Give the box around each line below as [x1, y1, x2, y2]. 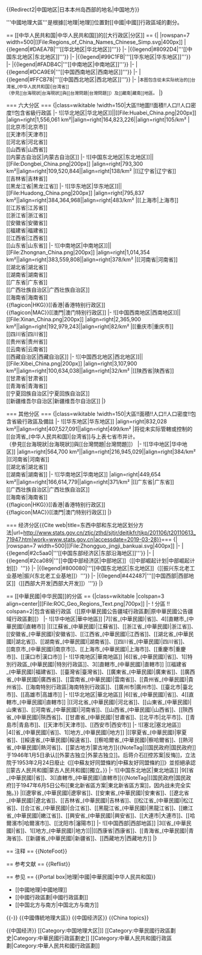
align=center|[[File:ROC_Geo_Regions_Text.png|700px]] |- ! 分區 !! [6, 600, 170, 607]
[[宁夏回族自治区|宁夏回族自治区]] [6, 390, 90, 397]
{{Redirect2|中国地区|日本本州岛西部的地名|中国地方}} [6, 6, 140, 13]
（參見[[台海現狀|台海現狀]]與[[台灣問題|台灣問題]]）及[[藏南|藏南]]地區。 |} [6, 89, 163, 96]
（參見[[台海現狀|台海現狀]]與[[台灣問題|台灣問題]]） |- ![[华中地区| [6, 441, 172, 447]
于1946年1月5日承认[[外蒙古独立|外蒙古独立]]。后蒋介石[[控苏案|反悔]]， [6, 752, 186, 758]
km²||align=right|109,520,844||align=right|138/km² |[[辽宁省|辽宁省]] [6, 168, 177, 174]
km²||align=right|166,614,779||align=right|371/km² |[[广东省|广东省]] [6, 478, 174, 485]
